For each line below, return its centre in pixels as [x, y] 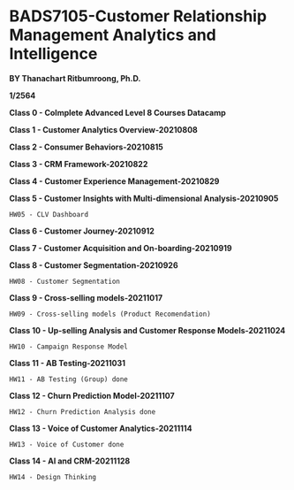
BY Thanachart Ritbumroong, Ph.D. [75, 78]
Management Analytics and [113, 35]
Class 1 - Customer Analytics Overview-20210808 [104, 129]
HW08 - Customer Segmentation [65, 281]
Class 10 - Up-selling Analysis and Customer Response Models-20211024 [147, 330]
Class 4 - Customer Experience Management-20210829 [114, 181]
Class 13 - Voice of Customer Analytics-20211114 [101, 428]
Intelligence [53, 54]
